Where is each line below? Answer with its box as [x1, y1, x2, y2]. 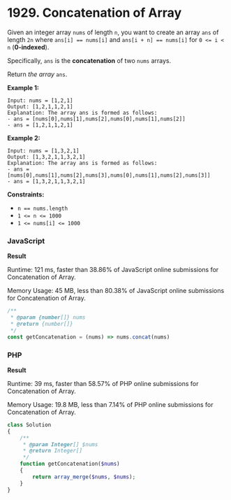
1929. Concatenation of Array [7, 5, 182, 21]
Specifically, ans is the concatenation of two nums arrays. [7, 56, 172, 64]
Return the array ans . [7, 70, 68, 78]
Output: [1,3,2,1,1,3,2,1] [7, 153, 86, 160]
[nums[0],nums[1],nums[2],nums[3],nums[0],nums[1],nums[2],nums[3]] [7, 171, 211, 179]
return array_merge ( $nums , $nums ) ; [32, 473, 136, 480]
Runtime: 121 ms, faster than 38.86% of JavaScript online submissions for [7, 266, 219, 274]
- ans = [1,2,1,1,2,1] [7, 121, 73, 129]
